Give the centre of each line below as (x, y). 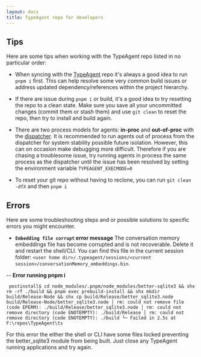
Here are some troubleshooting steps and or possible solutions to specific (98, 220)
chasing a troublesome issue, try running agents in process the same (100, 156)
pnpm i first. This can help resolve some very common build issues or (101, 81)
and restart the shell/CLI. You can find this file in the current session (99, 251)
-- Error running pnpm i (36, 276)
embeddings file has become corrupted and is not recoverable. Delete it (104, 244)
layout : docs (23, 12)
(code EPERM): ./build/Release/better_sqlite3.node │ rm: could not (94, 308)
